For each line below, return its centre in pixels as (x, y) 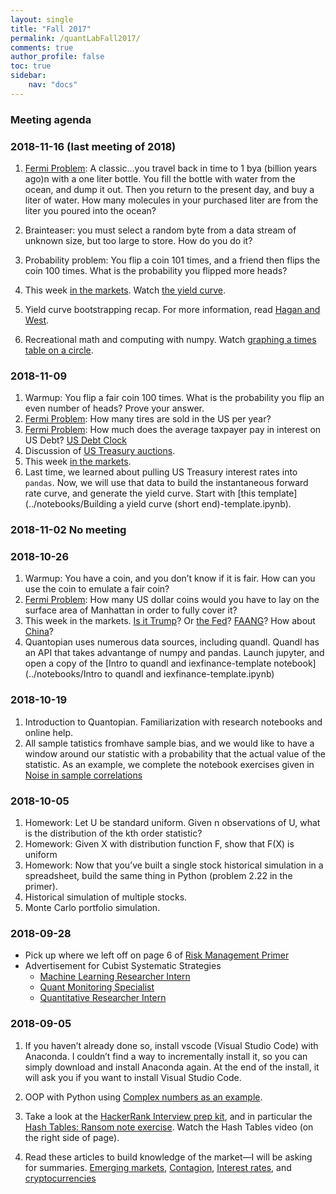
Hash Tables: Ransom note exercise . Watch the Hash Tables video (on (169, 1127)
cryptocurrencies (60, 1178)
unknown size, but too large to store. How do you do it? (138, 240)
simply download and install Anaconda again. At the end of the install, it (172, 1067)
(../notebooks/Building (70, 504)
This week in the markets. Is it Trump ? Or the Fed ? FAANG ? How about (170, 621)
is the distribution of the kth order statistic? (113, 833)
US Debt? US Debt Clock (76, 440)
